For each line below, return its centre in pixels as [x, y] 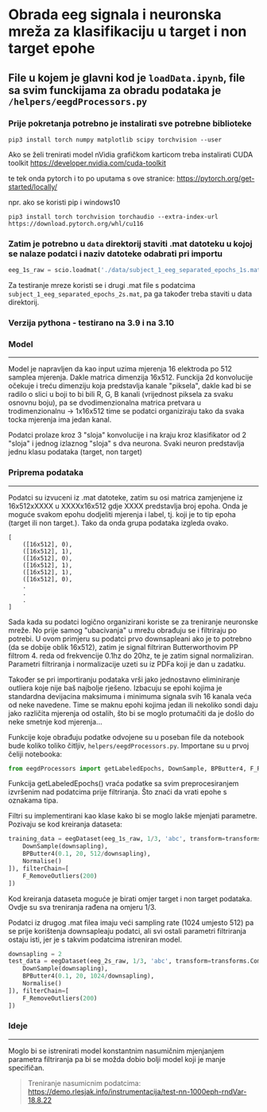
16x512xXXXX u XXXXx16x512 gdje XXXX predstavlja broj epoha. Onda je [128, 506]
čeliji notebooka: [35, 754]
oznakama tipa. [33, 800]
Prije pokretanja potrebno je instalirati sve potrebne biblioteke [130, 123]
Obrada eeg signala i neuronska [115, 15]
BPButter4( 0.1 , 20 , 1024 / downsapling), [89, 976]
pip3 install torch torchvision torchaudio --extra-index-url [113, 216]
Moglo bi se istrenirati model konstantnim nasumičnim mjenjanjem [116, 1051]
